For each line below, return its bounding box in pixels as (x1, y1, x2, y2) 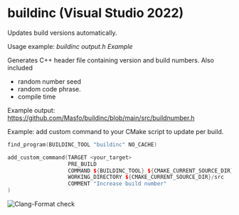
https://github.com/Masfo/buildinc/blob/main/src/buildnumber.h (7, 114, 195, 122)
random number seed (17, 77, 82, 86)
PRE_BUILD (68, 160, 97, 167)
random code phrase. (17, 84, 81, 93)
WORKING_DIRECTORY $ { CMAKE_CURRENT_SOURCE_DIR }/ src (68, 174, 224, 181)
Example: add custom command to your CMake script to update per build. (7, 127, 224, 136)
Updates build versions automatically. (7, 28, 117, 37)
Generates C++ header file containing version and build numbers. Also (7, 55, 215, 65)
